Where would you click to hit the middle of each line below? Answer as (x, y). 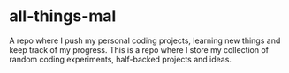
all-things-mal (63, 16)
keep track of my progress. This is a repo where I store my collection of (139, 49)
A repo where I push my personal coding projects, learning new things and (145, 40)
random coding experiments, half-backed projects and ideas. (121, 59)
